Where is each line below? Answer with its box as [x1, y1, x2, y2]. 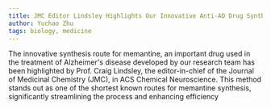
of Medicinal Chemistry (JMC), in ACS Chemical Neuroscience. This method [8, 74, 262, 85]
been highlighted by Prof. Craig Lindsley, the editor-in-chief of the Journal [8, 66, 254, 76]
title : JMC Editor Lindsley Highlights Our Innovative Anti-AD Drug [8, 11, 244, 20]
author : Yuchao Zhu [8, 19, 74, 27]
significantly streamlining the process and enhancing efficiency [8, 92, 219, 102]
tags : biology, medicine [8, 27, 92, 35]
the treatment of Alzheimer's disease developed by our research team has [8, 57, 256, 67]
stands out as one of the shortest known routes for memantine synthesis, [8, 83, 252, 93]
